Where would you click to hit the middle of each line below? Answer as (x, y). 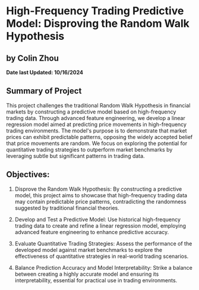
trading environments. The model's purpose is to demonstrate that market (97, 130)
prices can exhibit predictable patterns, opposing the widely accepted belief (99, 137)
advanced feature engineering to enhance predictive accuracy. (92, 232)
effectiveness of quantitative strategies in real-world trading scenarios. (102, 256)
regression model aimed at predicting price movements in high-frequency (97, 124)
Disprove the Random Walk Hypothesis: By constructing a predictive (98, 189)
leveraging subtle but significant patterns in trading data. (75, 156)
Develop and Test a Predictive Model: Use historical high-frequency (98, 219)
